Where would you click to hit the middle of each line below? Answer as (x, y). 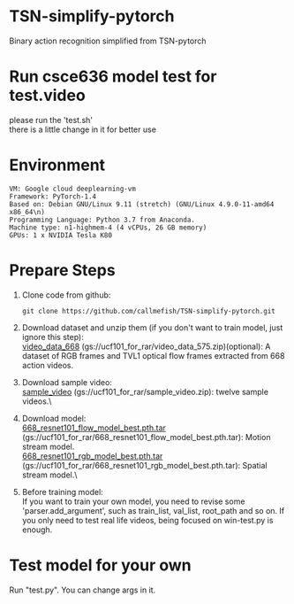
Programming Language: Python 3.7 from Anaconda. (102, 220)
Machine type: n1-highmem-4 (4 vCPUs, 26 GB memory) (108, 228)
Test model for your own (100, 565)
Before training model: (62, 492)
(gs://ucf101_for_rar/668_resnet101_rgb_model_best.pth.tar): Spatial (144, 465)
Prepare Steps (63, 270)
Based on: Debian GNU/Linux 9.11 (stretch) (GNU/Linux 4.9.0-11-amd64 (142, 204)
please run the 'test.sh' (51, 120)
